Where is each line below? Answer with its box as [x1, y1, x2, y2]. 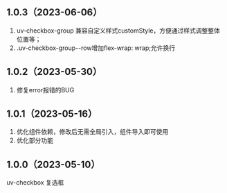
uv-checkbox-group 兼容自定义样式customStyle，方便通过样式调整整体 [16, 26, 221, 35]
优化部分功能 [16, 136, 53, 144]
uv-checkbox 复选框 [6, 178, 64, 187]
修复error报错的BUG [16, 85, 75, 94]
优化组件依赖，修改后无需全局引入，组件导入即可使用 [16, 128, 169, 136]
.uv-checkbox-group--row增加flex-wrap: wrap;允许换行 [16, 44, 176, 52]
